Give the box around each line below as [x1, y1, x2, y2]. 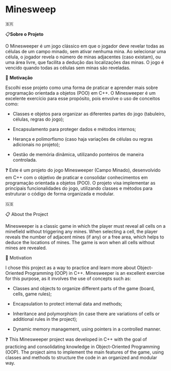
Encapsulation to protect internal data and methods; [12, 300, 123, 307]
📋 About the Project [5, 211, 49, 217]
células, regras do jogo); [12, 116, 65, 122]
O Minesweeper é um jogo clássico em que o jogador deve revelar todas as [5, 42, 165, 49]
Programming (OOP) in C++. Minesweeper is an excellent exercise [25, 270, 165, 276]
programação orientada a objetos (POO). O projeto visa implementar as [5, 180, 156, 186]
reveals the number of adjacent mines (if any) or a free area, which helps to [5, 234, 164, 240]
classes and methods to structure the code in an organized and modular [5, 354, 158, 360]
